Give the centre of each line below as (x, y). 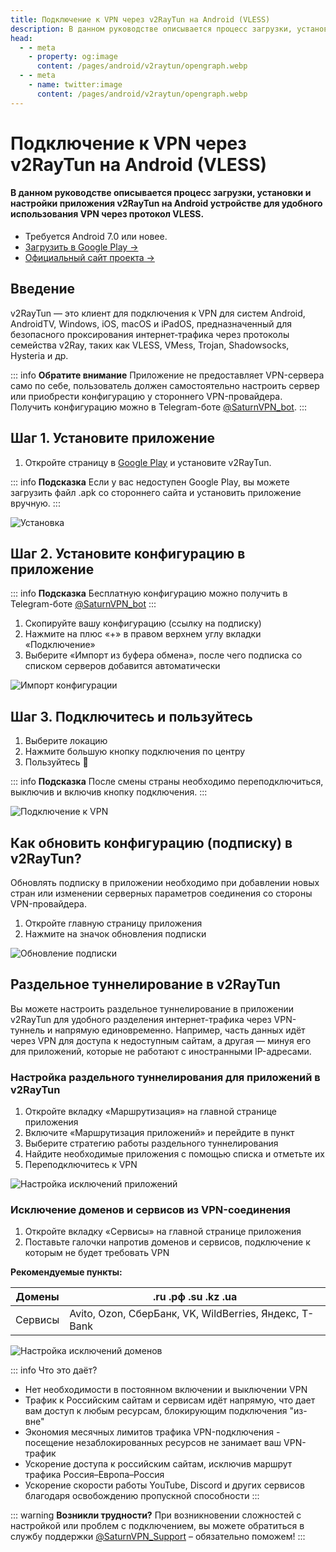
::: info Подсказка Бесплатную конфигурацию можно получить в (149, 593)
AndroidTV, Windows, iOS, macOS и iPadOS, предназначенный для (151, 323)
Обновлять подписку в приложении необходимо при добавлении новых (165, 883)
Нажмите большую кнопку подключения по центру (135, 752)
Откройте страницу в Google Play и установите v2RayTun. (148, 462)
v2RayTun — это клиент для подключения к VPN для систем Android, (158, 313)
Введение (43, 289)
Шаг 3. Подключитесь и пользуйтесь (131, 716)
